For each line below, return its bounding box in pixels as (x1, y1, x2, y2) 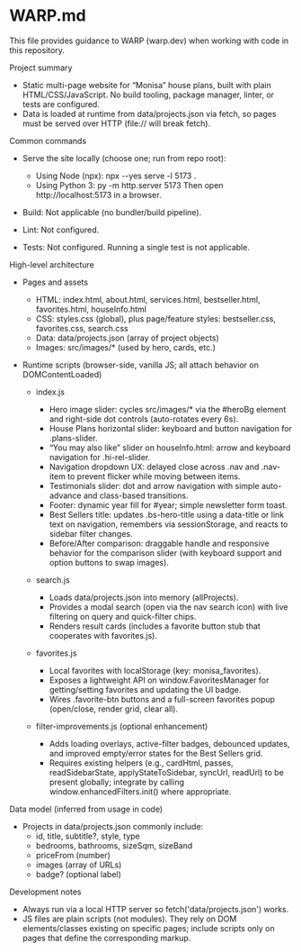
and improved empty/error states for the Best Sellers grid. (49, 748, 263, 758)
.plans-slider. (49, 432, 98, 443)
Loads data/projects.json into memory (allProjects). (49, 592, 239, 603)
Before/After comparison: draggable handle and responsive (49, 538, 270, 549)
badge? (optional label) (35, 868, 121, 879)
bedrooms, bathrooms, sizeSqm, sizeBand (35, 839, 193, 851)
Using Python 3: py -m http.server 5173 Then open (35, 179, 224, 190)
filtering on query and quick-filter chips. (49, 611, 197, 621)
